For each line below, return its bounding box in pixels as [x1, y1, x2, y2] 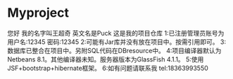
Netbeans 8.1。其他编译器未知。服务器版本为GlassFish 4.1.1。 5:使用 [7, 55, 204, 64]
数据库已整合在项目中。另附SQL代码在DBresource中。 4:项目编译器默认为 [7, 46, 222, 55]
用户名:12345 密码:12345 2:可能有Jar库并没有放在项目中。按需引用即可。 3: [7, 37, 227, 46]
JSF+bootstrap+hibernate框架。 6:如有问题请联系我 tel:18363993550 [7, 64, 209, 72]
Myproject [7, 5, 69, 21]
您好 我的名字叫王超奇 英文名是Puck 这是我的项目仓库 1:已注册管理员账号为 [7, 29, 225, 37]
